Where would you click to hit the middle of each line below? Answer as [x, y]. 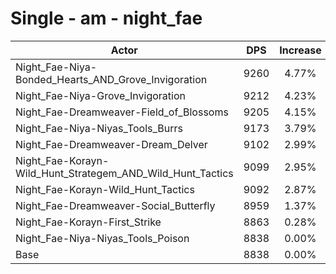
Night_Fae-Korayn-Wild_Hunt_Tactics [105, 189]
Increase [300, 50]
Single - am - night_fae [106, 18]
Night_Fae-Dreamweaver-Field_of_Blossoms [122, 112]
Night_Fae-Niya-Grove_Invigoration [100, 95]
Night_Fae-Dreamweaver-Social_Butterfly [115, 205]
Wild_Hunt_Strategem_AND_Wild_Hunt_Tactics [124, 173]
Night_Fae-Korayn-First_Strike [88, 222]
